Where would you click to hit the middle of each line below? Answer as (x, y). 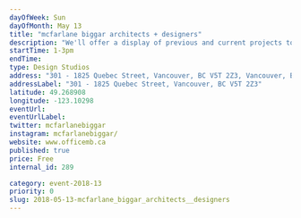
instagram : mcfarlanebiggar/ (64, 134)
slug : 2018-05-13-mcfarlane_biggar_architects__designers (120, 200)
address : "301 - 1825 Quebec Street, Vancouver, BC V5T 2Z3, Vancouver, (148, 76)
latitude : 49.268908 (48, 92)
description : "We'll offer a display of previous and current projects (146, 42)
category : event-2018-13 (56, 183)
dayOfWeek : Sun (38, 17)
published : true (39, 150)
